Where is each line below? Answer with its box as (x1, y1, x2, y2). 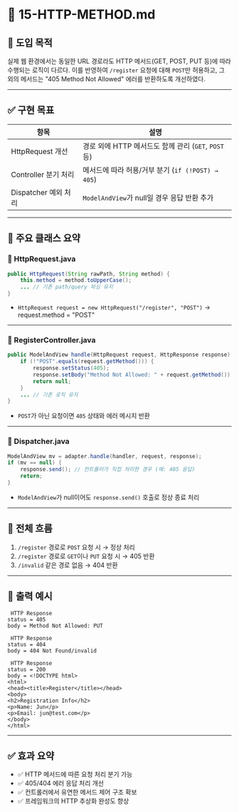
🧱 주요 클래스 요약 (7, 232, 80, 245)
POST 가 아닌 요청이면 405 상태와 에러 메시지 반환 (17, 412, 151, 420)
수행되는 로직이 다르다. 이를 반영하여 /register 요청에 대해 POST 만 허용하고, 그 (7, 66, 225, 74)
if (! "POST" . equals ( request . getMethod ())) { (20, 358, 154, 365)
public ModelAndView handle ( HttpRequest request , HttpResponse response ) (7, 351, 231, 359)
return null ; (33, 377, 72, 385)
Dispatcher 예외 (11, 187, 63, 197)
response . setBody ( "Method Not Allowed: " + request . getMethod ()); (33, 371, 234, 378)
